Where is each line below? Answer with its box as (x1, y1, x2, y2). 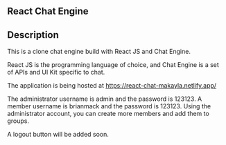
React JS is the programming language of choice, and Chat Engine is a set (7, 61, 220, 69)
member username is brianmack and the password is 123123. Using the (7, 102, 211, 110)
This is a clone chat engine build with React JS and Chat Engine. (7, 48, 191, 56)
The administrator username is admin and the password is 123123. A (7, 95, 202, 103)
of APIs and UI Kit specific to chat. (7, 68, 105, 77)
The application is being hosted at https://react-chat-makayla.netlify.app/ (7, 81, 217, 90)
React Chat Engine (7, 6, 89, 17)
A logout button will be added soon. (7, 130, 110, 139)
